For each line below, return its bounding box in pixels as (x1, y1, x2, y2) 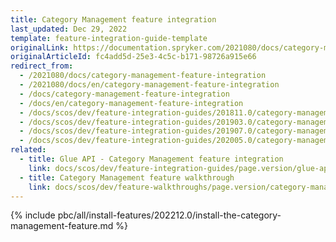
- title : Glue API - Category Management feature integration (19, 154, 284, 164)
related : (10, 145, 47, 155)
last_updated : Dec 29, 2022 (10, 24, 128, 34)
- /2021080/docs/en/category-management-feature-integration (19, 80, 280, 90)
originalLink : (10, 42, 70, 53)
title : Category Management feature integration (10, 14, 217, 25)
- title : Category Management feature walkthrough (19, 172, 235, 183)
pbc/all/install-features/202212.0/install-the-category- (57, 209, 282, 221)
